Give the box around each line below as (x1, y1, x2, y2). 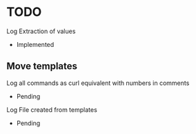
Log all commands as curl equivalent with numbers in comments (6, 79, 190, 87)
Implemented (16, 40, 55, 48)
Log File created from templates (6, 105, 97, 114)
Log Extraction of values (6, 27, 76, 35)
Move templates (6, 60, 77, 73)
